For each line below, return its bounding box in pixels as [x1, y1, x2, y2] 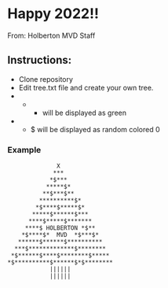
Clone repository [18, 74, 74, 83]
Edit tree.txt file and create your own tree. [18, 83, 154, 92]
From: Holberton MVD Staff [7, 31, 96, 40]
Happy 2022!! [7, 5, 100, 23]
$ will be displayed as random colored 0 [30, 124, 160, 134]
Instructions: [7, 54, 72, 67]
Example [7, 144, 42, 155]
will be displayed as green [42, 108, 127, 117]
